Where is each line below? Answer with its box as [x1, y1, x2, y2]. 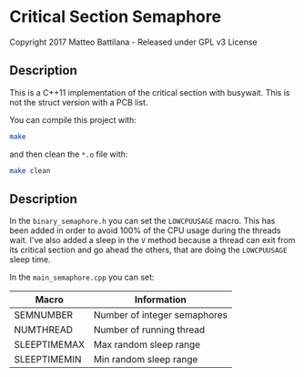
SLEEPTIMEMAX [14, 339, 85, 352]
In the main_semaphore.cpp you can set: [9, 271, 155, 283]
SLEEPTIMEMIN [14, 353, 82, 366]
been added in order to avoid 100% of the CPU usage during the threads [9, 225, 281, 236]
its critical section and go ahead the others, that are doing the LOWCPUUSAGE [9, 244, 288, 256]
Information [135, 293, 187, 306]
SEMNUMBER [14, 309, 74, 321]
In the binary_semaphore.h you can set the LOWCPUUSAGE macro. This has [9, 216, 276, 227]
